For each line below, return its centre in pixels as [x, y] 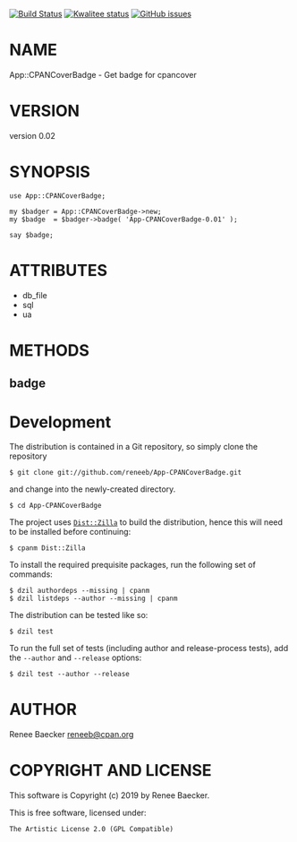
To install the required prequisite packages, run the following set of [133, 565]
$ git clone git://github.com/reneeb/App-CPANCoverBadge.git [126, 473]
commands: [31, 574]
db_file [34, 295]
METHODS [49, 350]
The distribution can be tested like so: [79, 615]
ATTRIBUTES [59, 271]
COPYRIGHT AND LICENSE [110, 771]
